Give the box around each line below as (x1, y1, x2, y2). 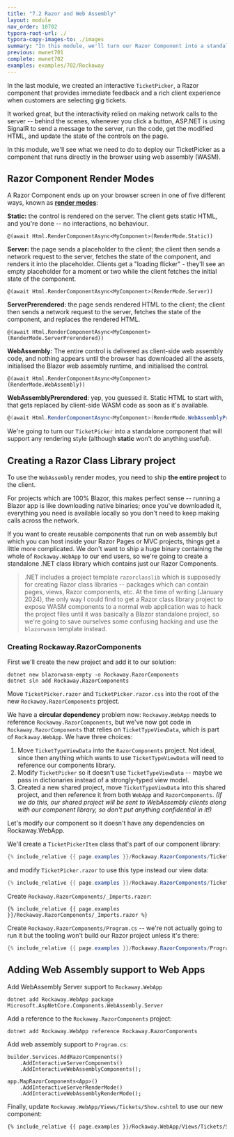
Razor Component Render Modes (7, 173, 155, 185)
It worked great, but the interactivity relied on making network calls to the (7, 109, 218, 118)
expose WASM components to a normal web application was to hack (24, 603, 221, 611)
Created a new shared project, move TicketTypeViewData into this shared (17, 783, 226, 791)
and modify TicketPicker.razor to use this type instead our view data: (7, 866, 209, 874)
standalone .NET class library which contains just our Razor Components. (7, 559, 218, 568)
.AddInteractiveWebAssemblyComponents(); (19, 1065, 141, 1073)
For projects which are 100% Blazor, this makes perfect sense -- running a (7, 494, 221, 502)
